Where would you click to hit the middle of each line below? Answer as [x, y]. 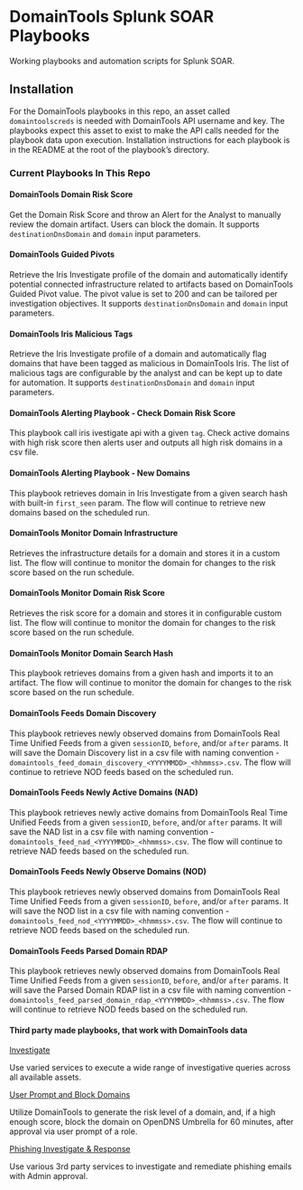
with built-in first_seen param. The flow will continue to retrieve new [138, 503]
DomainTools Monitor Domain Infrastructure [94, 533]
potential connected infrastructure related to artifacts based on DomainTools [151, 284]
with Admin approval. [49, 1176]
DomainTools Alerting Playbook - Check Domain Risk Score [123, 412]
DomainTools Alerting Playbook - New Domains [100, 473]
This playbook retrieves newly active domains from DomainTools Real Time [149, 812]
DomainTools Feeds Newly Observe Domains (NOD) [108, 872]
